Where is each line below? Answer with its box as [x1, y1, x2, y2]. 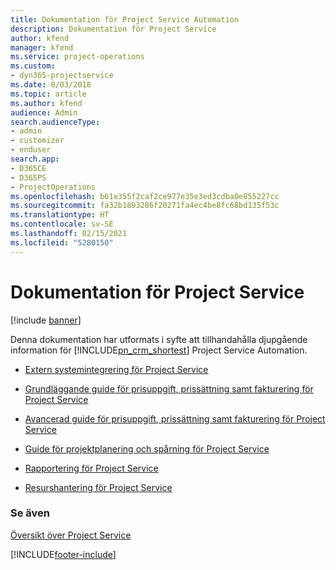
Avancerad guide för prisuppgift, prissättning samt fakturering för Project [24, 412, 326, 425]
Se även [10, 506, 50, 520]
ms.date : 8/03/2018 [10, 80, 92, 90]
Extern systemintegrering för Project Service [24, 363, 209, 375]
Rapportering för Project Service [24, 462, 159, 474]
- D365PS [10, 172, 47, 183]
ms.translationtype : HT [10, 210, 110, 220]
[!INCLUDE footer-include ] [10, 548, 117, 560]
